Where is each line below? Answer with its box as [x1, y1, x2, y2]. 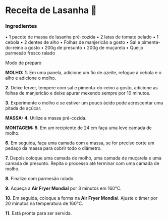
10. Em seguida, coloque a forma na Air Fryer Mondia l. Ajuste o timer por [5, 195, 158, 201]
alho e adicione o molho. [5, 75, 57, 81]
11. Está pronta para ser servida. [5, 210, 72, 216]
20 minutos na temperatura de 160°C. [5, 200, 83, 206]
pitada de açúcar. [5, 105, 42, 112]
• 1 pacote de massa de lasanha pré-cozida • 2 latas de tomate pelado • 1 [5, 34, 159, 40]
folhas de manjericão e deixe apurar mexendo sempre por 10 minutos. [5, 90, 150, 96]
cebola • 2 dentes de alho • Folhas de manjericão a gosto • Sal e [5, 39, 140, 45]
